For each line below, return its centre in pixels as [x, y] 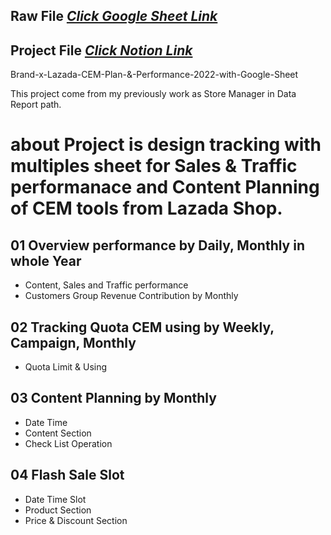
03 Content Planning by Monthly [113, 398]
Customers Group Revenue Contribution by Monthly [131, 296]
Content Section [58, 433]
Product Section [58, 510]
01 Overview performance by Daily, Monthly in [157, 245]
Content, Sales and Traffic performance [106, 285]
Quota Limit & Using [66, 367]
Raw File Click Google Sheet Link [114, 16]
